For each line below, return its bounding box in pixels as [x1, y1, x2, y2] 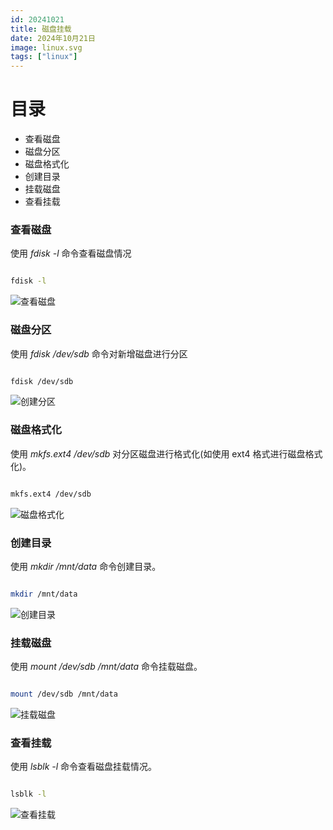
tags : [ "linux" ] [10, 52, 78, 62]
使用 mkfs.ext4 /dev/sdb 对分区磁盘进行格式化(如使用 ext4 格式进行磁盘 [10, 447, 306, 460]
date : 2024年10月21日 [10, 33, 96, 43]
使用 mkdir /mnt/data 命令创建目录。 [10, 560, 162, 572]
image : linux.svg [10, 42, 83, 53]
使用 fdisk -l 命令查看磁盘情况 [10, 247, 132, 260]
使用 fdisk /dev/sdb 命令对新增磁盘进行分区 [10, 347, 188, 360]
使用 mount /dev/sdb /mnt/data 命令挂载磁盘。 [10, 661, 203, 673]
